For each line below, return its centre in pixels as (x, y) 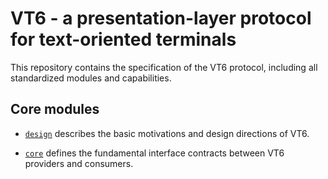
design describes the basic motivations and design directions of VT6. (167, 133)
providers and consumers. (79, 163)
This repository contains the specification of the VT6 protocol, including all (164, 67)
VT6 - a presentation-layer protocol (161, 18)
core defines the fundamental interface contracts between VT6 (154, 153)
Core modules (55, 109)
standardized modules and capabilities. (91, 78)
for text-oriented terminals (123, 39)
